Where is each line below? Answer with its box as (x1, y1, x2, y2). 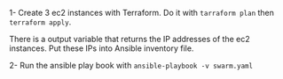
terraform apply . (9, 17, 72, 27)
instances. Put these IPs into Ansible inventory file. (9, 43, 194, 54)
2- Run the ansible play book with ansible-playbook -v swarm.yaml (9, 61, 254, 70)
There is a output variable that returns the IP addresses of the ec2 (9, 34, 250, 44)
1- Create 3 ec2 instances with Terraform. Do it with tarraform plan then (9, 8, 275, 18)
